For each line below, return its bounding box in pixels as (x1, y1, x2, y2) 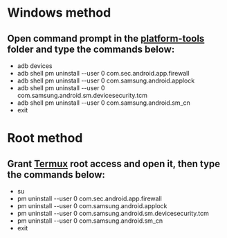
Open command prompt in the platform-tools (7, 33, 205, 44)
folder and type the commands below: (7, 43, 175, 55)
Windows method (7, 5, 111, 21)
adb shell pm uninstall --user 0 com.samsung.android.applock (17, 76, 195, 85)
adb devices (17, 62, 53, 70)
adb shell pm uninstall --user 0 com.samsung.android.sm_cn (17, 99, 190, 107)
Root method (7, 130, 83, 146)
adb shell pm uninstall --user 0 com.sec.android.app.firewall (17, 69, 190, 77)
